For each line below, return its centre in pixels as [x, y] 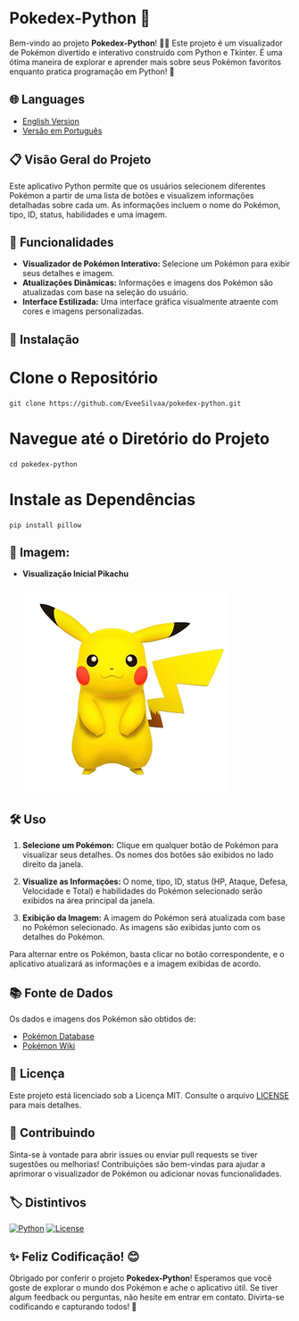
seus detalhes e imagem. [68, 273]
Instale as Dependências [103, 499]
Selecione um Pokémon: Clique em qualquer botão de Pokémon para [150, 846]
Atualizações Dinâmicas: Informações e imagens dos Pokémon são [148, 283]
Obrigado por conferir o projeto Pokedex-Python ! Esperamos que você [141, 1278]
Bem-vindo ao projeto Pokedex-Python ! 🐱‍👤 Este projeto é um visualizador [146, 43]
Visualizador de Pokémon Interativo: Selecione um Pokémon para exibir [156, 264]
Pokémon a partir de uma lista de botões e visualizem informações [132, 195]
